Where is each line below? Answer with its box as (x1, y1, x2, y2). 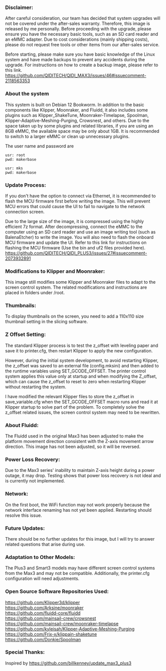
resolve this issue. (5, 512, 42, 518)
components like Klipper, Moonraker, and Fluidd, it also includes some (5, 107, 148, 113)
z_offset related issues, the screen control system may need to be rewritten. (5, 409, 160, 415)
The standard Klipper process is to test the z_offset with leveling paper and (5, 342, 159, 348)
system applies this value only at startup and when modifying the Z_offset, (5, 373, 157, 379)
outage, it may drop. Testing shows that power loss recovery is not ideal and (5, 472, 161, 479)
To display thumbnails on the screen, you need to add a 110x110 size (5, 313, 144, 320)
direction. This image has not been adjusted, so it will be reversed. (5, 444, 141, 449)
